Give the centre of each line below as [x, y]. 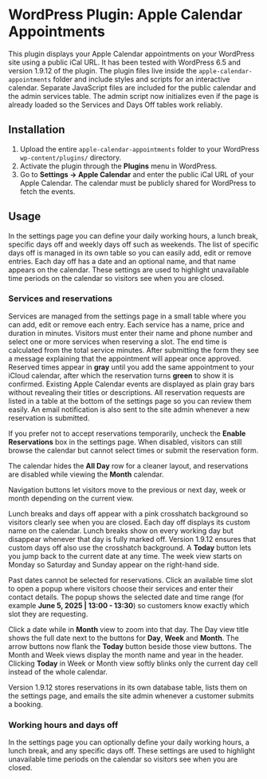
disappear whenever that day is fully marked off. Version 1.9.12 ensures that [132, 539]
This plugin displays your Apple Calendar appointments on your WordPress [132, 53]
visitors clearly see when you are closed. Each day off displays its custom [130, 522]
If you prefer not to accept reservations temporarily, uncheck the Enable [127, 433]
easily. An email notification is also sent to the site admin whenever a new [129, 409]
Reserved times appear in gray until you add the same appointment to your [132, 367]
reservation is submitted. [49, 417]
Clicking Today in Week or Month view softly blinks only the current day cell [133, 663]
